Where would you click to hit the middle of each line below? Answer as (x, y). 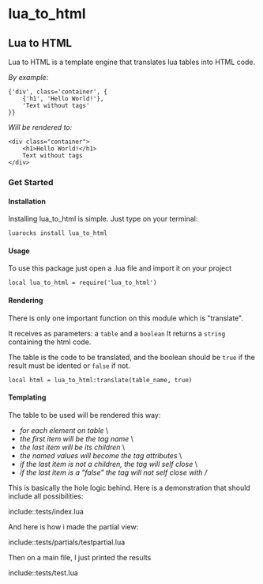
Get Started (31, 182)
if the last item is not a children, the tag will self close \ (108, 464)
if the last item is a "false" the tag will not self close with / (113, 472)
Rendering (26, 300)
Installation (27, 201)
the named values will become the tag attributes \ (101, 455)
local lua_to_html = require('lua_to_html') (83, 283)
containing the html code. (50, 342)
